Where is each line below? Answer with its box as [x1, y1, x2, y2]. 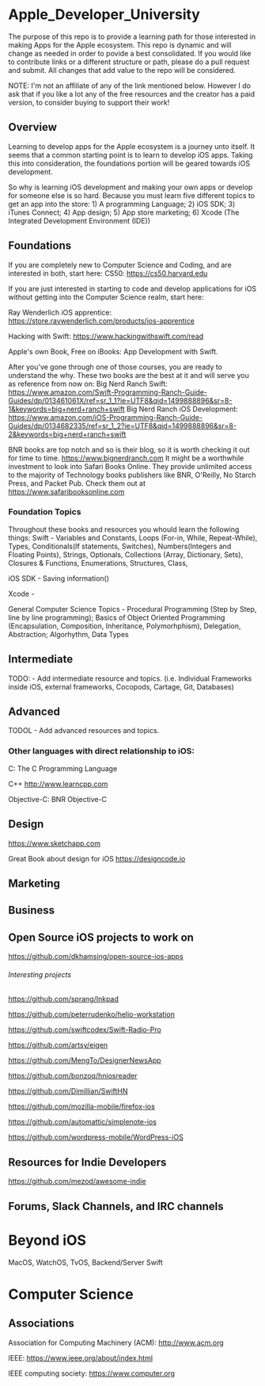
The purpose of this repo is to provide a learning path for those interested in [8, 32, 256, 41]
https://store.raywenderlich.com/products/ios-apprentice [8, 315, 195, 326]
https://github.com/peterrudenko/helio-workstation [8, 1010, 176, 1019]
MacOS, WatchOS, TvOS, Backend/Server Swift [8, 1258, 164, 1267]
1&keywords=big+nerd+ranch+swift [8, 404, 125, 414]
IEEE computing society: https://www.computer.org [8, 1369, 176, 1378]
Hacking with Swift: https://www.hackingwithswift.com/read [8, 331, 204, 341]
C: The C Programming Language [8, 763, 118, 773]
